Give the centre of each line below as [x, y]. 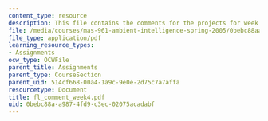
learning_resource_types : [51, 45]
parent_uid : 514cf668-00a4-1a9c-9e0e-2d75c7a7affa [94, 82]
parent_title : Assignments [53, 68]
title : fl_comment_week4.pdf [57, 97]
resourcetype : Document [48, 90]
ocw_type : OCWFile [39, 60]
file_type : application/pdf [55, 38]
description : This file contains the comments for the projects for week [134, 23]
